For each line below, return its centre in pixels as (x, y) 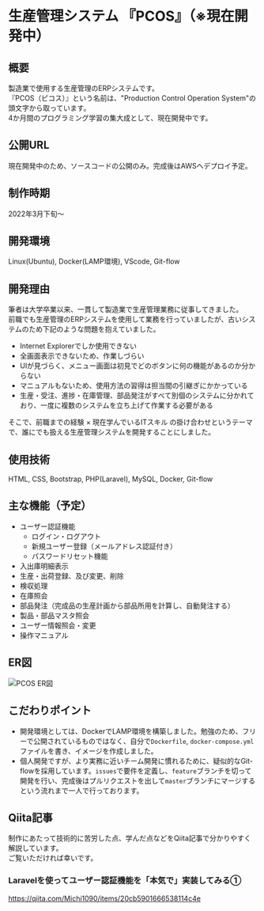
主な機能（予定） (50, 506)
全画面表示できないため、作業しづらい (82, 356)
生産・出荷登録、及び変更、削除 (72, 575)
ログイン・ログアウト (66, 536)
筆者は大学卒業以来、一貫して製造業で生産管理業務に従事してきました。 (126, 309)
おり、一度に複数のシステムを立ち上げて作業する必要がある (116, 405)
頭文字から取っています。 (49, 108)
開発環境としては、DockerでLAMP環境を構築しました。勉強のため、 (131, 731)
